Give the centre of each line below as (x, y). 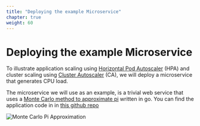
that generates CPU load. (37, 81)
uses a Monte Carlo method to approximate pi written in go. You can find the (100, 99)
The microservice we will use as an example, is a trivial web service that (95, 93)
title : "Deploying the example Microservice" (64, 12)
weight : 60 (20, 23)
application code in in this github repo (53, 105)
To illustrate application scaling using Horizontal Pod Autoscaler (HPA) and (98, 68)
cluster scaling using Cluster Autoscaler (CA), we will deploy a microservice (99, 75)
